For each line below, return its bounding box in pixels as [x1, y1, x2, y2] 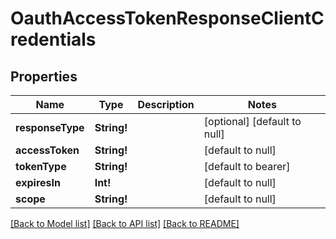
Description [137, 98, 195, 111]
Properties [10, 68, 78, 85]
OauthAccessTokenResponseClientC [10, 7, 325, 30]
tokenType [15, 160, 67, 173]
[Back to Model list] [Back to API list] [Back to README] [10, 218, 240, 229]
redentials [10, 28, 97, 51]
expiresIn [15, 176, 61, 189]
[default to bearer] [203, 160, 291, 173]
